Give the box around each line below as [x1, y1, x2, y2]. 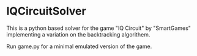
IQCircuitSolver [6, 4, 87, 18]
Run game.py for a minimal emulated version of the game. [6, 43, 152, 50]
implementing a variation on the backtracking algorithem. [6, 30, 151, 38]
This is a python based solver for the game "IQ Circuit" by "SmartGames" [6, 24, 191, 32]
